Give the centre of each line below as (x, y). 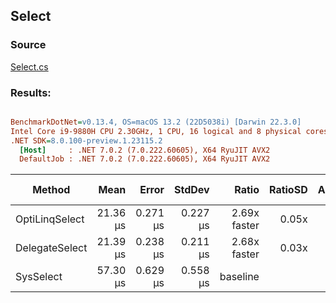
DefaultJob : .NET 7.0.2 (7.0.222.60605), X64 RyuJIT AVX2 (145, 159)
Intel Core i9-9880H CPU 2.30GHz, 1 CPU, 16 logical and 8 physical (156, 131)
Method (51, 190)
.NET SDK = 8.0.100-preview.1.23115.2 (86, 140)
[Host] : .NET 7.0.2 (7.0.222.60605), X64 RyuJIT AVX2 (145, 150)
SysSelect (39, 277)
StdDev (192, 190)
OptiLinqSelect (50, 219)
